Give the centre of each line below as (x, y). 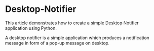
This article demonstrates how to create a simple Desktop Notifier (72, 23)
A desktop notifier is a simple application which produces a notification (77, 38)
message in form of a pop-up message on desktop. (57, 43)
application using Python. (31, 28)
